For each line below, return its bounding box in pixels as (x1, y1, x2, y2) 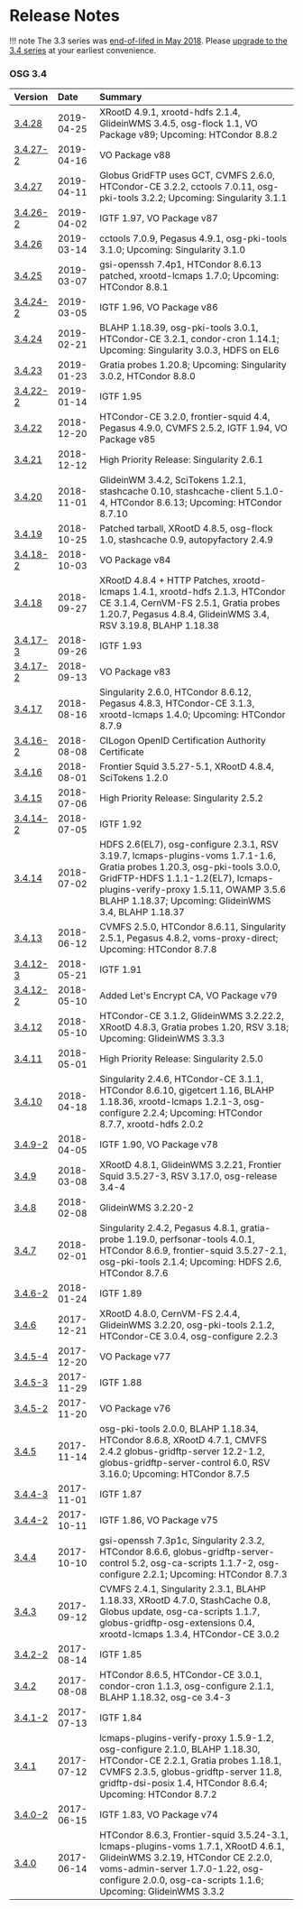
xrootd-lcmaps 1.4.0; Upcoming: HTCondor (98, 709, 286, 721)
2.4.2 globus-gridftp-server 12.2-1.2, (98, 1445, 265, 1458)
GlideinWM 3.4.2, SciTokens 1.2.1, (98, 474, 246, 487)
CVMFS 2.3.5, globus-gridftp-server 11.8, (98, 1765, 282, 1778)
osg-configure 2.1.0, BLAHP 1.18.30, (98, 1743, 261, 1756)
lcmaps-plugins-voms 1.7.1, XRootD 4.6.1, (98, 1840, 285, 1853)
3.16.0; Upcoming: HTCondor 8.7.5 (98, 1468, 251, 1480)
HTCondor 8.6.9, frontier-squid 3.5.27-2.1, (98, 1245, 287, 1257)
